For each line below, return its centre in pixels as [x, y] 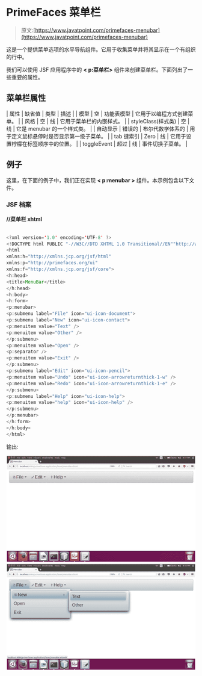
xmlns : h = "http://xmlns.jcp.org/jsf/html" [59, 256]
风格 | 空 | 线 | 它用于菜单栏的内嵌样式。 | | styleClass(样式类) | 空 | [107, 121]
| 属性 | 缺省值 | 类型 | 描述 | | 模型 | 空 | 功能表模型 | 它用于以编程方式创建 [97, 113]
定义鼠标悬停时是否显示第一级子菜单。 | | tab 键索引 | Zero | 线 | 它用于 [99, 136]
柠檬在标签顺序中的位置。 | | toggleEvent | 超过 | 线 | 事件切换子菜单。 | [99, 144]
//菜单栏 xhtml [24, 219]
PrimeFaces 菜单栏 [54, 12]
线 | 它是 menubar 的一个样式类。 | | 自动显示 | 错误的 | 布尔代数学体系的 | [97, 129]
